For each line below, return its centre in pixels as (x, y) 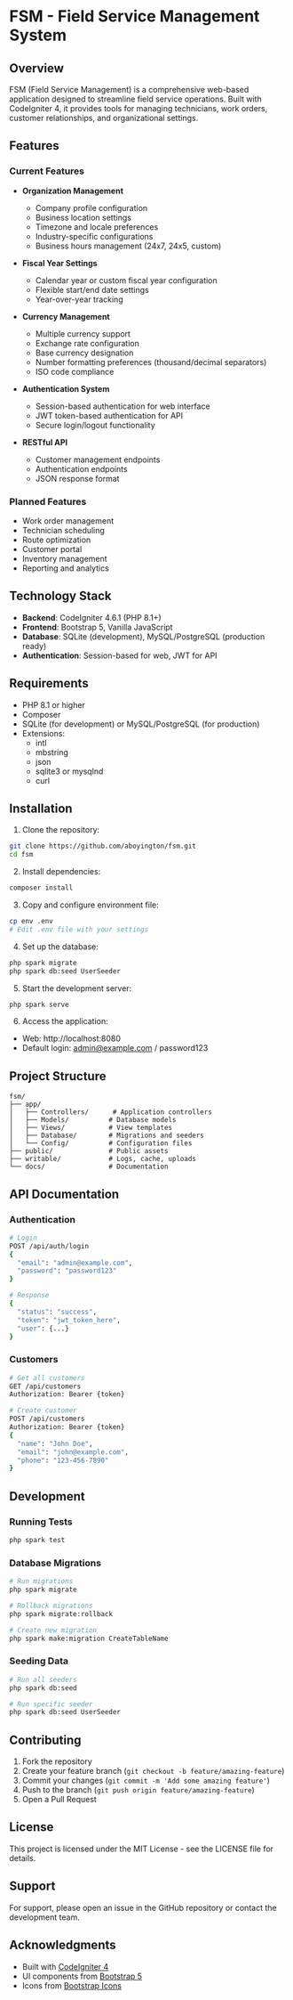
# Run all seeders (43, 1679)
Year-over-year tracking (79, 299)
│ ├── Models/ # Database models (93, 1120)
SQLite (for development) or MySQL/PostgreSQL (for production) (141, 724)
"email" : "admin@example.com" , (75, 1263)
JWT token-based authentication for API (109, 415)
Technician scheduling (63, 530)
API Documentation (64, 1194)
